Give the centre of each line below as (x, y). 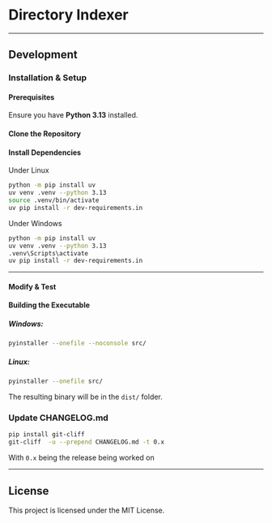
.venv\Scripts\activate (49, 253)
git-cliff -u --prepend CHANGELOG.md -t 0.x (86, 442)
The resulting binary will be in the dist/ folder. (86, 397)
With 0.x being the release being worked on (82, 458)
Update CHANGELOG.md (59, 418)
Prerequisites (32, 97)
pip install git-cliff (47, 435)
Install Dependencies (45, 152)
